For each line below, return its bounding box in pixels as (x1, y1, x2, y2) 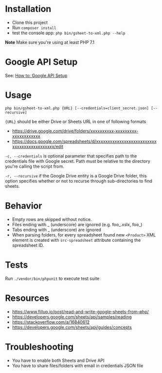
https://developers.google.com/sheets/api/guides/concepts (12, 324, 132, 330)
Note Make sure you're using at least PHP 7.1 (5, 39, 95, 45)
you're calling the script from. (5, 163, 64, 169)
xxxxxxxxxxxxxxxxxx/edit (12, 143, 64, 149)
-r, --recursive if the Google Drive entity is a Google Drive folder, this (5, 173, 147, 178)
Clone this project (12, 20, 48, 25)
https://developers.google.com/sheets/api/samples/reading (12, 314, 132, 320)
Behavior (5, 200, 42, 211)
